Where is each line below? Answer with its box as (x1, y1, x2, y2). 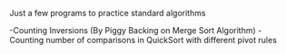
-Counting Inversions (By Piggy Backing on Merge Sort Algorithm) (9, 25, 256, 35)
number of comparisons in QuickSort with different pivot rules (44, 35, 277, 45)
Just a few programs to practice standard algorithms (9, 8, 206, 18)
